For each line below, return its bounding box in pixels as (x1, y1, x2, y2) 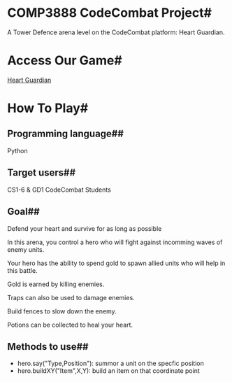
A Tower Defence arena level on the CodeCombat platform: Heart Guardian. (7, 28, 225, 36)
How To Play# (7, 100, 89, 116)
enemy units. (7, 245, 45, 253)
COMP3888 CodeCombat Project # (7, 5, 212, 21)
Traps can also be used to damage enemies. (7, 293, 135, 302)
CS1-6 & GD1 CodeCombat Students (7, 185, 112, 194)
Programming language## (7, 128, 124, 140)
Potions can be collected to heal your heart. (7, 320, 133, 329)
